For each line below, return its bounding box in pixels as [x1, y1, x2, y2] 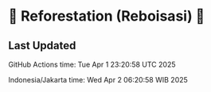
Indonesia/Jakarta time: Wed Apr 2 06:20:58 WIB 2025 [8, 75, 189, 84]
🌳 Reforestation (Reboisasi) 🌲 [8, 7, 205, 25]
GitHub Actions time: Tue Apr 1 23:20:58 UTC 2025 [8, 59, 176, 69]
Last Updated [8, 39, 76, 52]
